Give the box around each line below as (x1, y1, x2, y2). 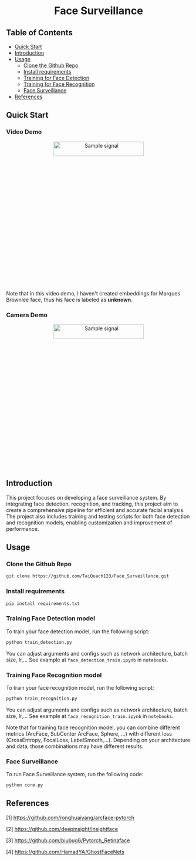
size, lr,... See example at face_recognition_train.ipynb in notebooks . (6, 712, 174, 719)
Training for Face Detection (23, 75, 90, 81)
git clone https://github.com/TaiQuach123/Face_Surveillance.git (6, 573, 169, 579)
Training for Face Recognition (23, 81, 95, 88)
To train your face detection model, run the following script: (6, 628, 150, 635)
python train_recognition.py (6, 696, 77, 702)
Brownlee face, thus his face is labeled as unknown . (6, 296, 133, 303)
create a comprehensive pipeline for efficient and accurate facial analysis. (6, 506, 185, 513)
